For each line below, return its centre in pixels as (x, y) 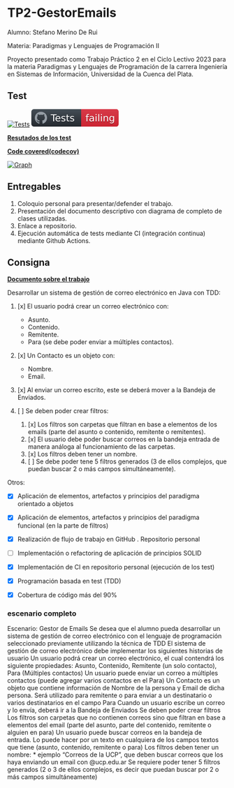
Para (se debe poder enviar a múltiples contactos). (101, 342)
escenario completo (42, 614)
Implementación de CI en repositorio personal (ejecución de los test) (116, 567)
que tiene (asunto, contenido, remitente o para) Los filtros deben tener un (113, 748)
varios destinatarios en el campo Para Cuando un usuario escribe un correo (116, 703)
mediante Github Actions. (54, 240)
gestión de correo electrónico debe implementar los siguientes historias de (115, 651)
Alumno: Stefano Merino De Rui (52, 32)
